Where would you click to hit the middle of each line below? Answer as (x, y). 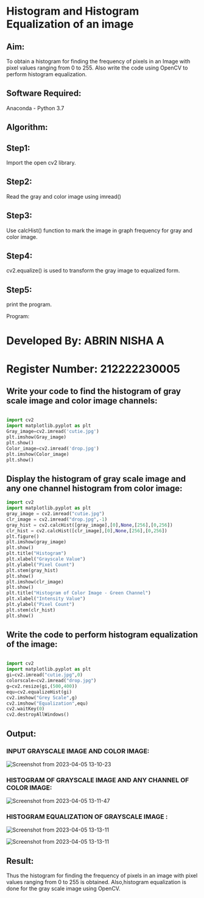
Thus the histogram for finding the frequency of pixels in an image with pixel (102, 875)
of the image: (32, 644)
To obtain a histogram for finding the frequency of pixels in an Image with (98, 61)
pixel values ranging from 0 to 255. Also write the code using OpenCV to (97, 68)
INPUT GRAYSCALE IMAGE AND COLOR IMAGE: (78, 751)
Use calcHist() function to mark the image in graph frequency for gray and (100, 230)
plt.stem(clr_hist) (31, 610)
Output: (21, 734)
